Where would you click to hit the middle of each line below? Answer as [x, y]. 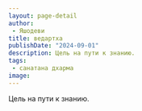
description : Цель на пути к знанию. [72, 53]
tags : [17, 61]
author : [21, 23]
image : [19, 76]
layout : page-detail [43, 16]
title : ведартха [35, 38]
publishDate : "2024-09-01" [54, 46]
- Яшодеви [28, 31]
